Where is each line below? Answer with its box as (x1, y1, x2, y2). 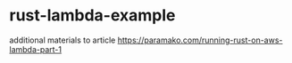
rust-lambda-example (9, 5, 176, 26)
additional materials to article (9, 35, 116, 45)
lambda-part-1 (9, 43, 63, 54)
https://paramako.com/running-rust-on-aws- (117, 35, 283, 45)
